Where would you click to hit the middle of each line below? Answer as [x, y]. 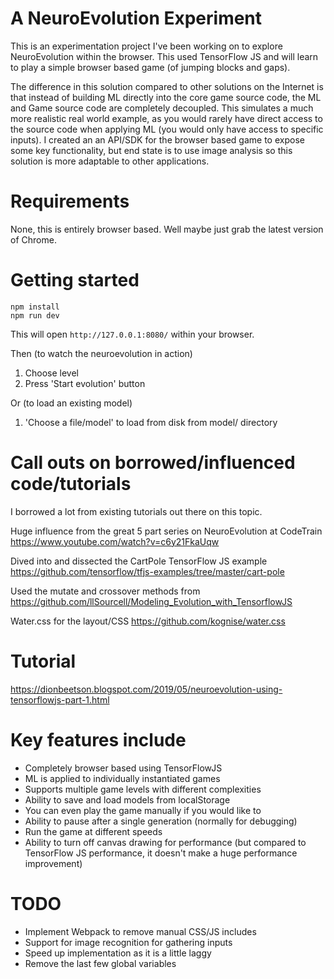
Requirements [70, 201]
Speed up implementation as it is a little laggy [118, 953]
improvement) [53, 863]
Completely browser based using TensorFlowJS [123, 768]
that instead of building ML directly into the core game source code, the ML [166, 97]
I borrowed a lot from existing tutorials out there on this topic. [136, 511]
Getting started [75, 280]
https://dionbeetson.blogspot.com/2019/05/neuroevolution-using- [146, 689]
